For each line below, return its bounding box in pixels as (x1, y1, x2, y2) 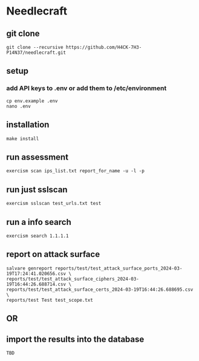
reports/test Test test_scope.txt (6, 297, 94, 303)
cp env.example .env (6, 98, 59, 104)
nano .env (6, 103, 31, 109)
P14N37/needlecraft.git (6, 50, 67, 56)
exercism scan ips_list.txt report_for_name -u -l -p (6, 168, 145, 174)
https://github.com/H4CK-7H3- (65, 44, 142, 50)
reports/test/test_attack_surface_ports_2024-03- (54, 265, 183, 272)
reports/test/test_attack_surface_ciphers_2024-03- (6, 276, 139, 282)
